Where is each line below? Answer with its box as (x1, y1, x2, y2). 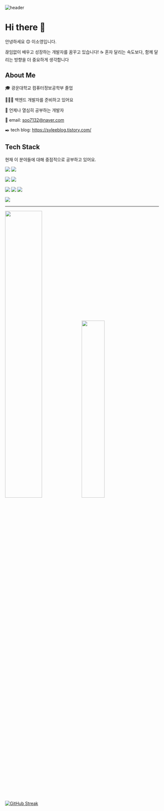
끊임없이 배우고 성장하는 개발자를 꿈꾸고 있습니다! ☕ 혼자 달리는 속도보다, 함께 (5, 49, 153, 55)
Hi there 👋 (5, 22, 45, 33)
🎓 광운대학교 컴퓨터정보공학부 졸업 (5, 85, 73, 91)
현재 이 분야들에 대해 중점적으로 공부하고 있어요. (5, 156, 97, 162)
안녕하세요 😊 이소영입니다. (5, 38, 57, 44)
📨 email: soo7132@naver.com (5, 117, 64, 123)
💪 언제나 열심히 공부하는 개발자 (5, 107, 64, 113)
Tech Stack (5, 143, 40, 152)
